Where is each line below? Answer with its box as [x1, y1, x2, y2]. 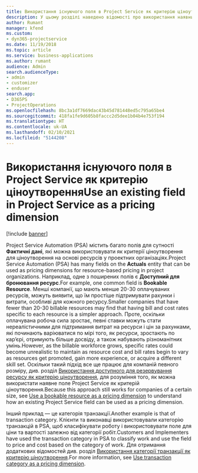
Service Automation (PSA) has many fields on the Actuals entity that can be [6, 260, 190, 268]
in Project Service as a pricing [6, 198, 155, 211]
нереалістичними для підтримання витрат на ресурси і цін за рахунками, [6, 323, 192, 330]
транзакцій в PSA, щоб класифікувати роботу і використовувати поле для [6, 422, 192, 429]
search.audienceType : [6, 69, 60, 75]
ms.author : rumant [6, 58, 51, 64]
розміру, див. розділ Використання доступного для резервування [6, 367, 172, 374]
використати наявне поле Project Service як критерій [6, 379, 140, 387]
